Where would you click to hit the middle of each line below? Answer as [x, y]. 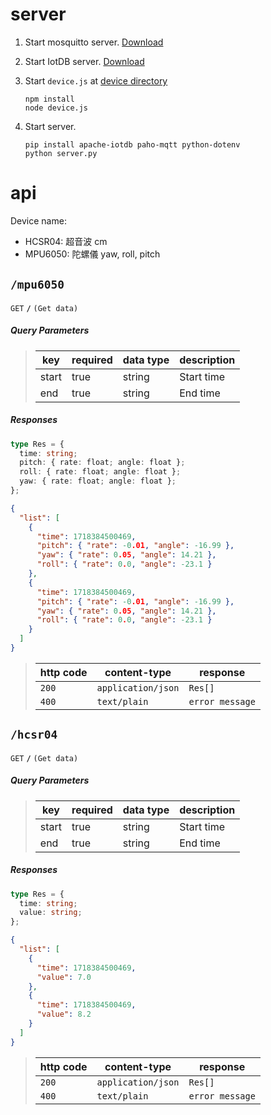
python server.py [61, 153]
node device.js [56, 108]
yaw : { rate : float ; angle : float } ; [98, 481]
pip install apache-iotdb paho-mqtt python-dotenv [132, 144]
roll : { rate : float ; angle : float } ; [100, 472]
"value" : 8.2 [64, 1014]
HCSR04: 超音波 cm [66, 241]
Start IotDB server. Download [84, 61]
